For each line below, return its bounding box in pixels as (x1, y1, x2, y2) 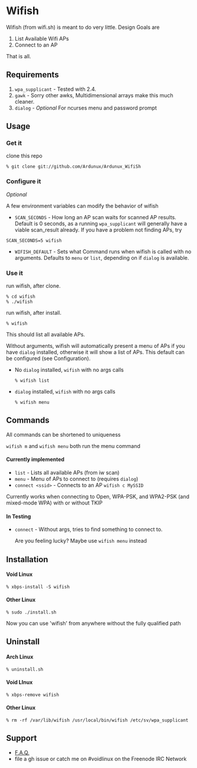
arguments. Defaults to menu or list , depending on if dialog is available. (14, 254, 189, 261)
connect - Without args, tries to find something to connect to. (14, 526, 163, 533)
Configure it (6, 177, 41, 186)
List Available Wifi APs (14, 35, 69, 42)
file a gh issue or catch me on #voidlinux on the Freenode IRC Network (14, 755, 187, 762)
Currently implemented (6, 456, 65, 463)
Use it (6, 269, 24, 277)
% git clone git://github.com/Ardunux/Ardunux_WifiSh (6, 164, 142, 170)
